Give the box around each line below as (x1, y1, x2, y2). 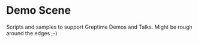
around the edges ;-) (6, 29, 58, 36)
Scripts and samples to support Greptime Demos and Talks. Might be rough (6, 23, 193, 30)
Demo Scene (6, 4, 71, 17)
